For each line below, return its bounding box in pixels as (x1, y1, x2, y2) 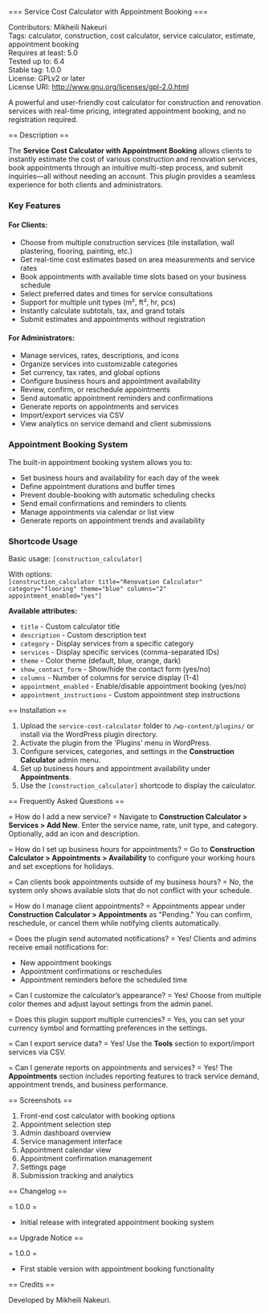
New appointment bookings (19, 957, 112, 967)
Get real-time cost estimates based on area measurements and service (19, 255, 255, 264)
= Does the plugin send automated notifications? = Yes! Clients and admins (8, 933, 257, 943)
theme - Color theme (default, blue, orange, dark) (19, 655, 181, 665)
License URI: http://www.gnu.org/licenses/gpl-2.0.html (8, 82, 190, 92)
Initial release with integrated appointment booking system (19, 1217, 214, 1227)
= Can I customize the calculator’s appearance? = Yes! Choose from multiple (8, 990, 262, 1000)
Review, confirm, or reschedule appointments (19, 385, 171, 394)
